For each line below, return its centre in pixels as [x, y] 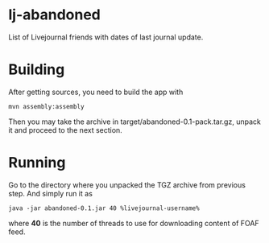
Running [37, 163]
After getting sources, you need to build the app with [96, 92]
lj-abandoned [54, 15]
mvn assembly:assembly [46, 106]
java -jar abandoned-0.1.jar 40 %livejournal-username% [104, 208]
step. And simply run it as [50, 193]
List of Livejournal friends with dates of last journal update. [106, 37]
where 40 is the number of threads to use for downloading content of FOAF [134, 223]
